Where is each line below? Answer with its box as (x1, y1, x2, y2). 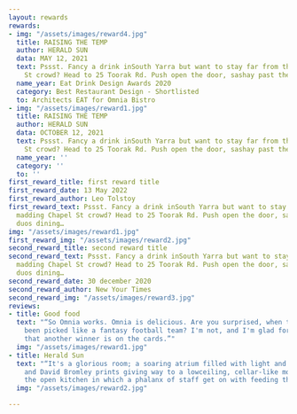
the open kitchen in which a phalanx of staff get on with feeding (24, 376, 278, 385)
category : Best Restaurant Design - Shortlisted (16, 87, 199, 96)
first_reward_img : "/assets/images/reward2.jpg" (8, 236, 191, 245)
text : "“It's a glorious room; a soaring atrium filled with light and (16, 359, 287, 368)
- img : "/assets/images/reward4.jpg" (8, 29, 148, 38)
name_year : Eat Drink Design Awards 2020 (16, 79, 172, 88)
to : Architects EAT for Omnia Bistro (16, 95, 156, 105)
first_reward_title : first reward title (8, 178, 160, 187)
